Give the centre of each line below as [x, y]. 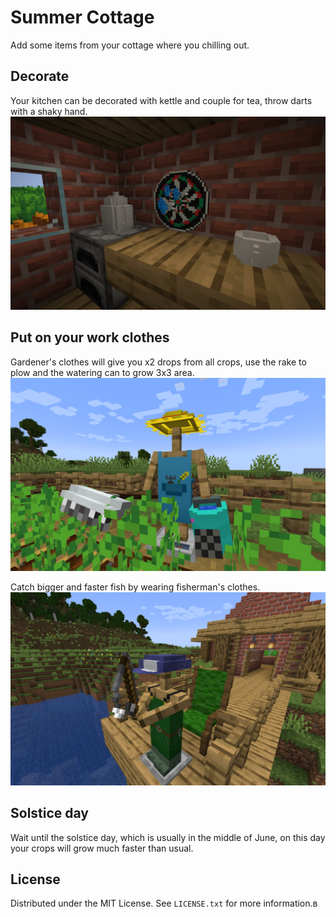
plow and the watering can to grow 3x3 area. [102, 372]
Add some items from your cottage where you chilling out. [130, 45]
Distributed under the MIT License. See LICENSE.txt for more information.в [164, 903]
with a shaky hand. [49, 111]
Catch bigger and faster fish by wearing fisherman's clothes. [135, 587]
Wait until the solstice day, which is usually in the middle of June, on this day [168, 837]
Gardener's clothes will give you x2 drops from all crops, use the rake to [158, 362]
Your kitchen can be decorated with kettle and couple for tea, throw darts [161, 100]
